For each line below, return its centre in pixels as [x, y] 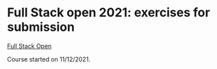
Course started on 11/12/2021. [49, 59]
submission [41, 27]
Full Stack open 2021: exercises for [108, 13]
